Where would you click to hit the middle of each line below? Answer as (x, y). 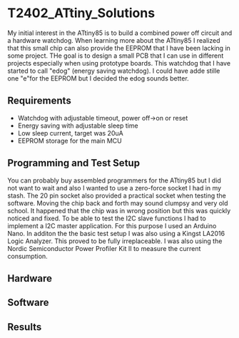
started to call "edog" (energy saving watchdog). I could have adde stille (114, 71)
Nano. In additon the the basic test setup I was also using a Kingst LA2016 (116, 233)
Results (25, 327)
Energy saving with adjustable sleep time (78, 126)
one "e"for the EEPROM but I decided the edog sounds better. (98, 78)
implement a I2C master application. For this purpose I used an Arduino (112, 225)
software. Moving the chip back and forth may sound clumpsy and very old (118, 203)
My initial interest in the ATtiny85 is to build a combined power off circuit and (120, 33)
